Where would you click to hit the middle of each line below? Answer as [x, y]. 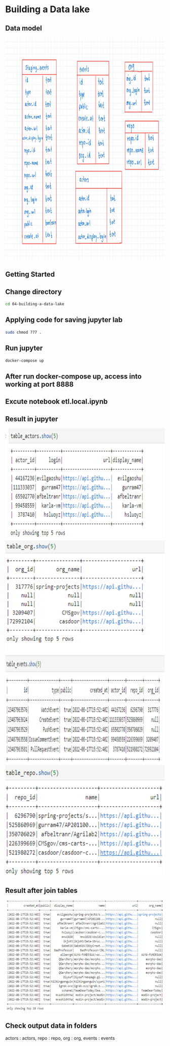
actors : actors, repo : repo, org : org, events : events [60, 1038]
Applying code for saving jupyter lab [64, 320]
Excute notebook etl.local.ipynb [56, 402]
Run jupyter [24, 348]
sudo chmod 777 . [24, 332]
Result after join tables [41, 891]
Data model [24, 28]
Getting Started [30, 274]
